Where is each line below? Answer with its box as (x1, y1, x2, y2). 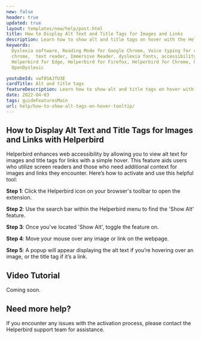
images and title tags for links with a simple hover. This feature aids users (6, 157, 187, 164)
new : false (6, 8, 33, 15)
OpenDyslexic (11, 64, 44, 71)
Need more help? (6, 304, 72, 314)
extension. (6, 194, 32, 201)
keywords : (6, 43, 31, 49)
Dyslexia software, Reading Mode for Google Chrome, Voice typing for (11, 48, 191, 54)
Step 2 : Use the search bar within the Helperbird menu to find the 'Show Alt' (6, 205, 194, 213)
